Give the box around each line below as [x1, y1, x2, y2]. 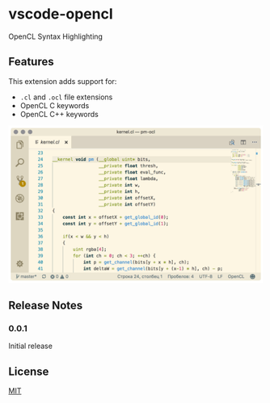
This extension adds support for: [8, 76, 117, 86]
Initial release [8, 341, 53, 351]
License [8, 364, 49, 378]
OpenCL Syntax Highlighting [8, 31, 103, 41]
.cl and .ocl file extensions [19, 92, 113, 102]
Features [8, 55, 54, 69]
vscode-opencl [8, 5, 113, 23]
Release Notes [8, 299, 83, 313]
